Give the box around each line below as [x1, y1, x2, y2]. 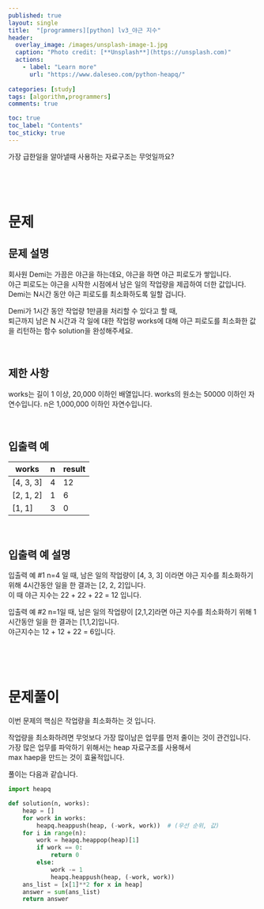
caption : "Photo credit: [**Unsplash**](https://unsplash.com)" [15, 48, 232, 56]
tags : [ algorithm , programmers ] [8, 93, 111, 101]
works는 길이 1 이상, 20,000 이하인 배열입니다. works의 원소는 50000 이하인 [8, 389, 247, 398]
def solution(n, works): [8, 800, 90, 808]
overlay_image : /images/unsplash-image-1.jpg [15, 41, 168, 49]
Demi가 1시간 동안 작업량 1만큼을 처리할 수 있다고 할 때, [8, 306, 178, 315]
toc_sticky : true [8, 129, 66, 137]
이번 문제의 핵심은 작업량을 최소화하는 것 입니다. [8, 716, 157, 725]
